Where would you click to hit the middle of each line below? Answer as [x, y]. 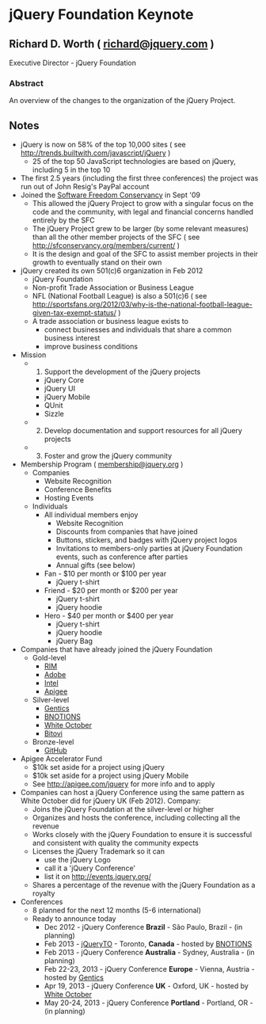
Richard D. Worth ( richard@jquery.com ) [112, 44]
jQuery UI [60, 389]
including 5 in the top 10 [71, 170]
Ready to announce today [74, 919]
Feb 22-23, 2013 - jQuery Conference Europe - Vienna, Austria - [150, 969]
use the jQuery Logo [78, 860]
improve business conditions [91, 347]
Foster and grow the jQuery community [108, 456]
